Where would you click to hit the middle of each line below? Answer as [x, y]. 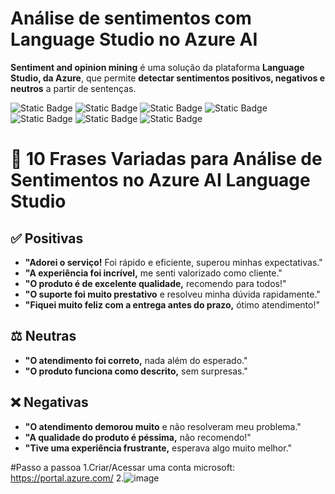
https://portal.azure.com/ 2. [67, 478]
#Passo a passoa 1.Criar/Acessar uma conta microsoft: [123, 467]
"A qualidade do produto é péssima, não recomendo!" [138, 437]
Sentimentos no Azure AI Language [160, 180]
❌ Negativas [49, 402]
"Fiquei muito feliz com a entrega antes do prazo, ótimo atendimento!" [172, 304]
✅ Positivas [47, 238]
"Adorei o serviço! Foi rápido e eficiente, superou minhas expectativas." [173, 262]
